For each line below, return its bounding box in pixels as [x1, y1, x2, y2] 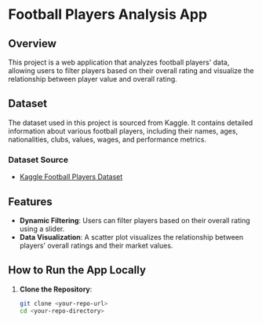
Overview [8, 37, 57, 50]
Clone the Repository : [19, 284, 93, 294]
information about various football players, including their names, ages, [8, 126, 238, 135]
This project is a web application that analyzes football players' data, [8, 57, 230, 67]
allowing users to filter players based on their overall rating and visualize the [8, 66, 254, 75]
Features [8, 195, 53, 208]
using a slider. [19, 224, 65, 233]
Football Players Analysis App [8, 6, 208, 24]
